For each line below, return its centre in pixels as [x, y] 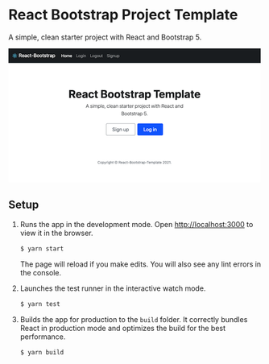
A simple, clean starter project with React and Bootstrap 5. [105, 37]
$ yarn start [42, 248]
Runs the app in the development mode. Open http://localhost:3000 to [137, 224]
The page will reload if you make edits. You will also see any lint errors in [141, 264]
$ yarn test [40, 304]
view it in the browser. [57, 233]
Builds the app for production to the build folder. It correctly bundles [134, 319]
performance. [43, 337]
